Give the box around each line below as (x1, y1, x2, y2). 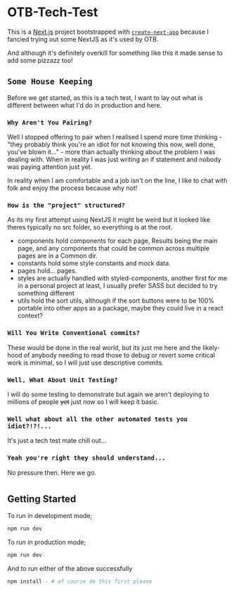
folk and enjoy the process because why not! (7, 184, 138, 192)
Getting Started (7, 493, 77, 505)
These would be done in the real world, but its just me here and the (7, 343, 202, 352)
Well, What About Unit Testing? (7, 376, 118, 384)
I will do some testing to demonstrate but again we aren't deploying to (7, 390, 209, 398)
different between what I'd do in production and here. (7, 101, 162, 109)
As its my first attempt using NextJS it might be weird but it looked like (7, 215, 211, 224)
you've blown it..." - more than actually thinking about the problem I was (7, 148, 216, 156)
